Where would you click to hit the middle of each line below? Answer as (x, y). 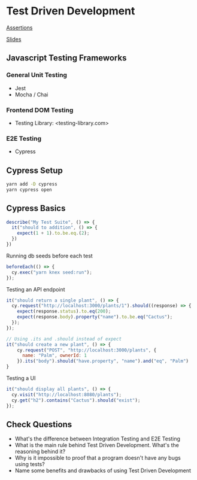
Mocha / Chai (31, 95)
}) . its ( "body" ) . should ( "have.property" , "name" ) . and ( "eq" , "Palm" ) (103, 361)
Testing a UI (21, 378)
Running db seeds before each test (49, 256)
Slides (14, 39)
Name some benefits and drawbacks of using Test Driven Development (103, 470)
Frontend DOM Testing (40, 110)
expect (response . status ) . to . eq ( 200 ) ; (64, 312)
